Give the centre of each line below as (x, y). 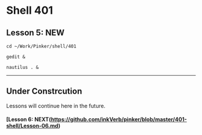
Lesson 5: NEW (35, 33)
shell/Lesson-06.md (32, 126)
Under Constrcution (44, 91)
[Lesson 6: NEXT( (29, 119)
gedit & (16, 57)
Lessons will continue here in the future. (56, 106)
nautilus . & (23, 67)
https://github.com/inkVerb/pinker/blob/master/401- (119, 119)
